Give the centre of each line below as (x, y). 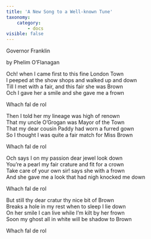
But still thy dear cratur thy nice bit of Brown (60, 200)
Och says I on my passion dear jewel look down (65, 158)
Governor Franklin (28, 51)
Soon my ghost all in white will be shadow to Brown (69, 219)
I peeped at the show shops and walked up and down (72, 80)
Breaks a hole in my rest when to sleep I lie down (66, 207)
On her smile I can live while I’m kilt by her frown (65, 213)
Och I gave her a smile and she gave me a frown (65, 93)
